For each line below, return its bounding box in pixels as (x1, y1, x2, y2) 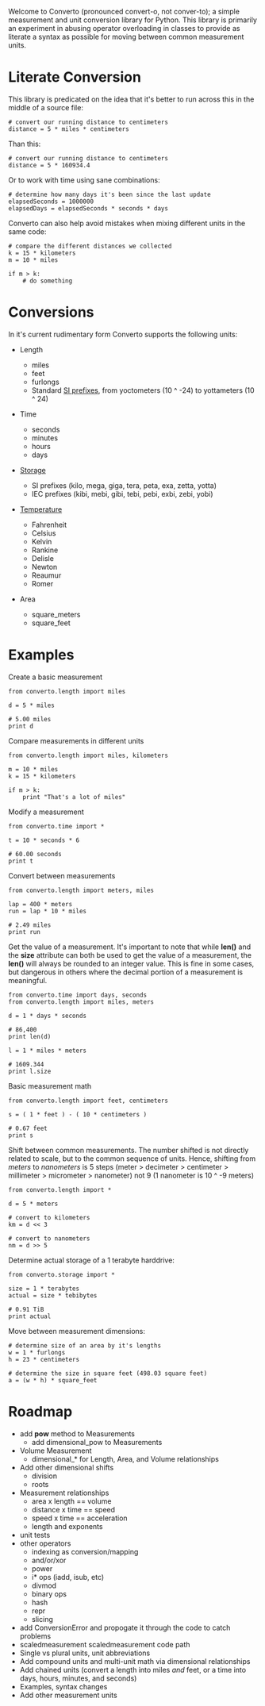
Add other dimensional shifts (19, 1462, 114, 1472)
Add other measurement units (19, 1690, 117, 1700)
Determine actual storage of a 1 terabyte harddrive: (8, 1255, 175, 1265)
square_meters (31, 609, 81, 619)
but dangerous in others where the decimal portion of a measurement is (8, 967, 244, 977)
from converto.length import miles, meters (8, 997, 155, 1006)
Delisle (31, 553, 54, 563)
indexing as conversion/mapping (31, 1547, 139, 1556)
